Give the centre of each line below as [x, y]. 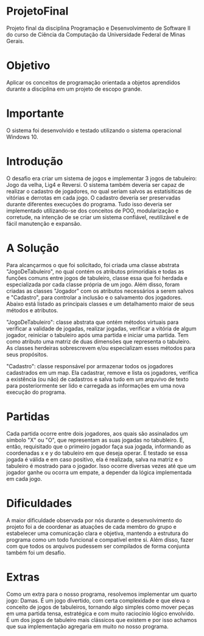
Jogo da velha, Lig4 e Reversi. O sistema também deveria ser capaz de [96, 184]
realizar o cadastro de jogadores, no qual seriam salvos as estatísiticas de [99, 191]
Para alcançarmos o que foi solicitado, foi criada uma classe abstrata [93, 265]
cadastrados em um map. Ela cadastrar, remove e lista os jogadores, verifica [102, 372]
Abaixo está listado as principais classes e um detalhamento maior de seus [100, 304]
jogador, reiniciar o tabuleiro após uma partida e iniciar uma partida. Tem [97, 335]
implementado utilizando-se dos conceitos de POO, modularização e [93, 211]
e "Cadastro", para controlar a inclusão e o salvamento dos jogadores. [94, 297]
